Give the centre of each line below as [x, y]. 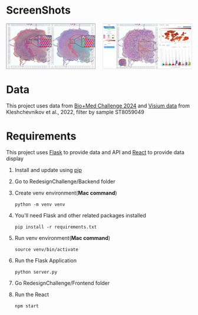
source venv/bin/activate [46, 250]
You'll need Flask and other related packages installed [80, 216]
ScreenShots [38, 10]
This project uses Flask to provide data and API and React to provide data [95, 152]
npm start [27, 306]
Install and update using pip [48, 170]
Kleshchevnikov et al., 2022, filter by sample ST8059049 [75, 112]
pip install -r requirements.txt [56, 227]
